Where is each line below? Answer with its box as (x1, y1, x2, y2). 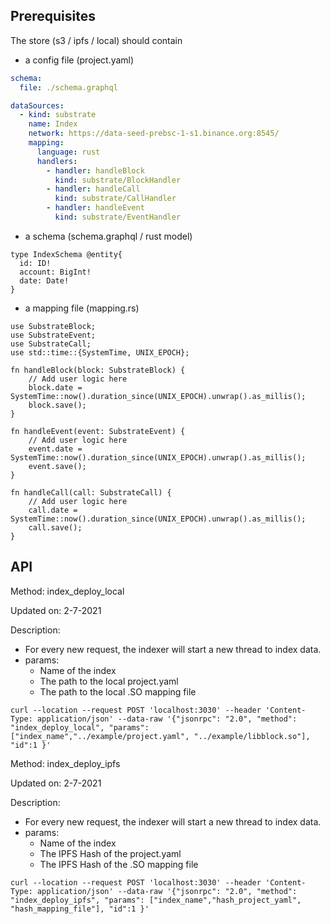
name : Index (28, 119, 78, 129)
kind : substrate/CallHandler (54, 194, 177, 204)
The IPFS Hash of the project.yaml (39, 847, 182, 859)
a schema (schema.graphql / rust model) (24, 230, 193, 242)
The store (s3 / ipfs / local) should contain (10, 34, 183, 46)
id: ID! (19, 258, 52, 268)
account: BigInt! (19, 267, 92, 277)
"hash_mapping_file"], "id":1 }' (10, 904, 150, 914)
